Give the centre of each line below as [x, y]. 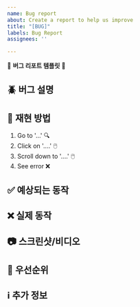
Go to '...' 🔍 [33, 136]
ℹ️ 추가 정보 [27, 296]
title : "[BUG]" [29, 26]
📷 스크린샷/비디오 [44, 241]
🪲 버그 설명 [31, 89]
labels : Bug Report [35, 33]
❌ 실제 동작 [30, 216]
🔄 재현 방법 [29, 118]
